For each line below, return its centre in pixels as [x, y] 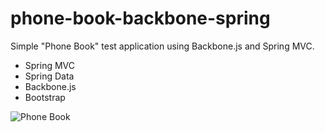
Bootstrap [45, 97]
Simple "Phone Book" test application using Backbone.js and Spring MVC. [162, 46]
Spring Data [49, 76]
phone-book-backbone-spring [140, 18]
